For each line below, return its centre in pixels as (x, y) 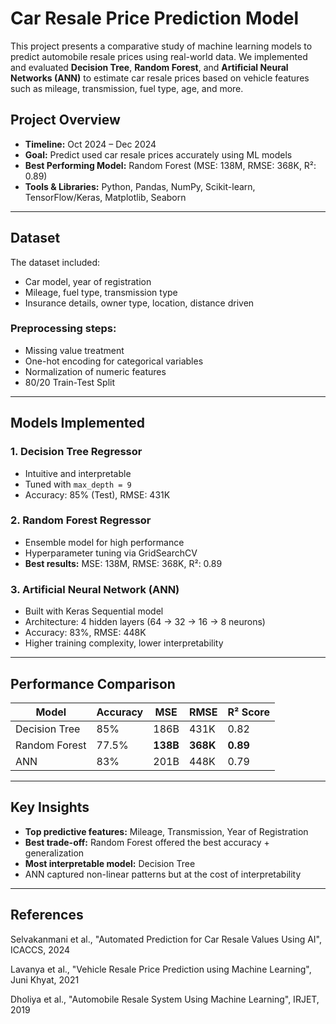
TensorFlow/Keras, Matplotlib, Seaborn (105, 197)
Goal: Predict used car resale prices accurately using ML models (158, 154)
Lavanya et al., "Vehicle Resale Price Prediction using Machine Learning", (161, 969)
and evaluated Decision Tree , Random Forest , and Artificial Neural (149, 67)
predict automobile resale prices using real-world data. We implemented (159, 56)
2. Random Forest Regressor (81, 520)
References (47, 915)
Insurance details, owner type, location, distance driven (139, 303)
